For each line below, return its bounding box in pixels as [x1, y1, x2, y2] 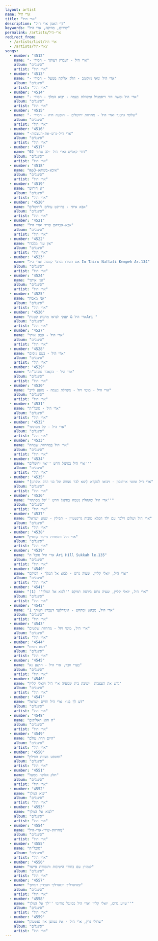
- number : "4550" [9, 750, 45, 755]
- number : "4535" [9, 475, 45, 480]
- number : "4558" [9, 896, 45, 901]
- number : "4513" [9, 71, 45, 76]
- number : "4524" [9, 273, 45, 278]
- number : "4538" [9, 529, 45, 535]
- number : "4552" [9, 786, 45, 791]
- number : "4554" [9, 823, 45, 828]
